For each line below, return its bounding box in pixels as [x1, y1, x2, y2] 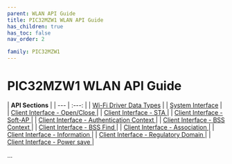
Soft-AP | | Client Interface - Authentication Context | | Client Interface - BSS [7, 116, 225, 124]
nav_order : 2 [7, 36, 45, 43]
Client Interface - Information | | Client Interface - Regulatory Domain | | [7, 130, 211, 138]
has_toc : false [7, 29, 51, 37]
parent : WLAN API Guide [7, 10, 76, 17]
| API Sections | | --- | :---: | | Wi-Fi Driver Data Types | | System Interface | [7, 101, 223, 109]
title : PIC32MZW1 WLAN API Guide [7, 17, 104, 24]
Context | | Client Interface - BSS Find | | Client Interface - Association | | [7, 122, 215, 131]
